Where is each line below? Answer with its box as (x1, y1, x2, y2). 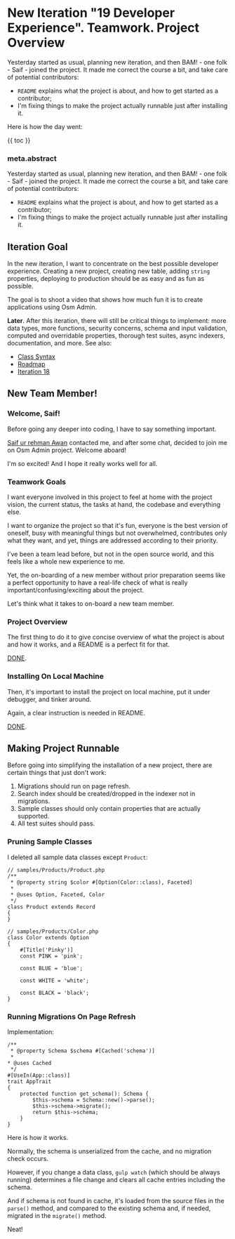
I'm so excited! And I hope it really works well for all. (7, 459, 158, 468)
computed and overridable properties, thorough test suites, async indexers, (7, 331, 226, 340)
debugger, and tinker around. (7, 695, 92, 703)
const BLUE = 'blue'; (20, 965, 83, 972)
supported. (17, 812, 50, 821)
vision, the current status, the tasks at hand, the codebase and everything (7, 501, 221, 509)
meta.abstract (7, 153, 58, 163)
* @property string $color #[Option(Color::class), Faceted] (10, 879, 193, 886)
